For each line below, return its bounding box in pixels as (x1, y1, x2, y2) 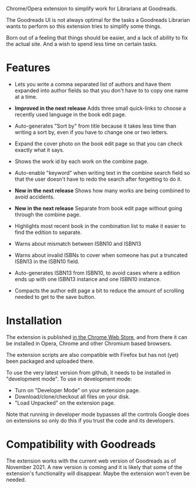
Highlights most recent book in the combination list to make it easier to (14, 222, 186, 229)
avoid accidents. (14, 193, 55, 200)
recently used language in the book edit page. (14, 110, 127, 118)
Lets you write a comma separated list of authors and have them (14, 80, 171, 87)
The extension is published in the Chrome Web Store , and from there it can (6, 333, 188, 340)
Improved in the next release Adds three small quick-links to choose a (14, 105, 187, 112)
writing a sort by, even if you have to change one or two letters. (14, 128, 169, 135)
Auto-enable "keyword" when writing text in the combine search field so (14, 169, 190, 176)
